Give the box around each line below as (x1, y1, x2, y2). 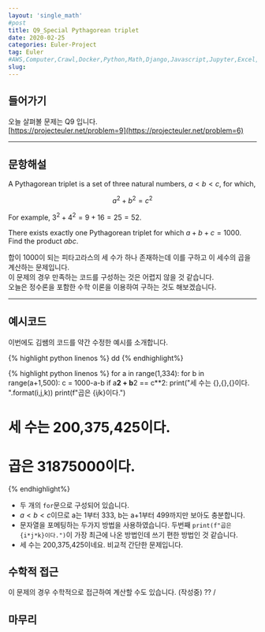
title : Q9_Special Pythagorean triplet (8, 26, 140, 34)
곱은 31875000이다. (8, 457, 136, 475)
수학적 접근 (8, 566, 59, 579)
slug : (8, 63, 26, 71)
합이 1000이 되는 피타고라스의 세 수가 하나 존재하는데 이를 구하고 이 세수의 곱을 (8, 252, 251, 261)
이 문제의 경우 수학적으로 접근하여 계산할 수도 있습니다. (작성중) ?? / (8, 588, 216, 597)
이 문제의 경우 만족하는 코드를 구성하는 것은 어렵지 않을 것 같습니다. (8, 272, 215, 281)
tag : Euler (8, 48, 44, 56)
